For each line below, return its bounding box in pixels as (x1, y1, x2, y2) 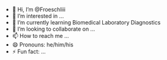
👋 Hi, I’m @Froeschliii (12, 6, 66, 13)
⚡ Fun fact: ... (12, 48, 46, 55)
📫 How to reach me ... (12, 32, 69, 39)
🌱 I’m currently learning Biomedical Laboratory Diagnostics (12, 19, 161, 26)
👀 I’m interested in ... (12, 12, 64, 20)
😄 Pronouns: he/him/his (12, 41, 73, 48)
